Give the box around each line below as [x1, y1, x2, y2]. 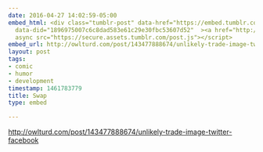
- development [8, 77, 55, 85]
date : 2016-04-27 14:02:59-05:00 [8, 11, 117, 20]
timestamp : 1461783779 [8, 84, 82, 92]
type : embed [8, 99, 47, 107]
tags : [8, 56, 26, 63]
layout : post [8, 48, 51, 56]
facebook [8, 136, 39, 145]
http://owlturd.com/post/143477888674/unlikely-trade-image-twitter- [8, 127, 232, 137]
